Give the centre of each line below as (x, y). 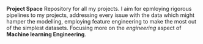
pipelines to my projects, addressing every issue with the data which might (100, 15)
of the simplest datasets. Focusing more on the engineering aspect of (94, 28)
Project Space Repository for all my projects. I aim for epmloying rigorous (99, 9)
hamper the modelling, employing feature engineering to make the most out (102, 21)
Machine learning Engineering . (46, 34)
